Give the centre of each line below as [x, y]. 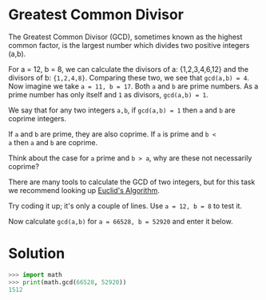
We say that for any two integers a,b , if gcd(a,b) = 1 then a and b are [122, 110]
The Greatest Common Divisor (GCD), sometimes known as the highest [125, 37]
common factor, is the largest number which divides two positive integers [129, 45]
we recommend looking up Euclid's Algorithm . [84, 190]
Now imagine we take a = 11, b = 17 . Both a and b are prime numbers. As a [133, 86]
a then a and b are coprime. [53, 142]
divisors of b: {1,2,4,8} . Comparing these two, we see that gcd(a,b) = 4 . [129, 77]
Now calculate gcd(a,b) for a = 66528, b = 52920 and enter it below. [121, 221]
